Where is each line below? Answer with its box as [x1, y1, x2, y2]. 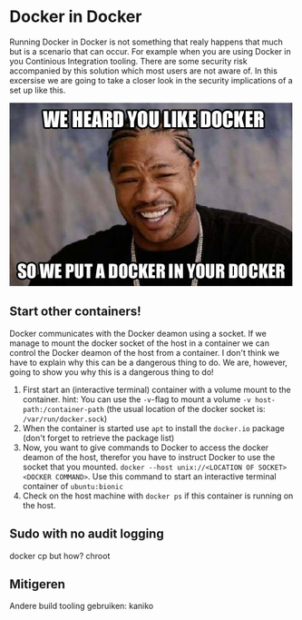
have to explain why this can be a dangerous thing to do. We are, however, [9, 357, 288, 368]
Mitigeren [9, 576, 66, 592]
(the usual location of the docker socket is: [105, 403, 266, 414]
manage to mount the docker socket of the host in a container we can [9, 338, 270, 349]
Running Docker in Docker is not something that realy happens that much [9, 36, 284, 47]
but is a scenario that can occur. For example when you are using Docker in [9, 45, 292, 56]
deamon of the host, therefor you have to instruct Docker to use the [22, 451, 276, 462]
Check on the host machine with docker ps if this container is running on [22, 490, 294, 501]
